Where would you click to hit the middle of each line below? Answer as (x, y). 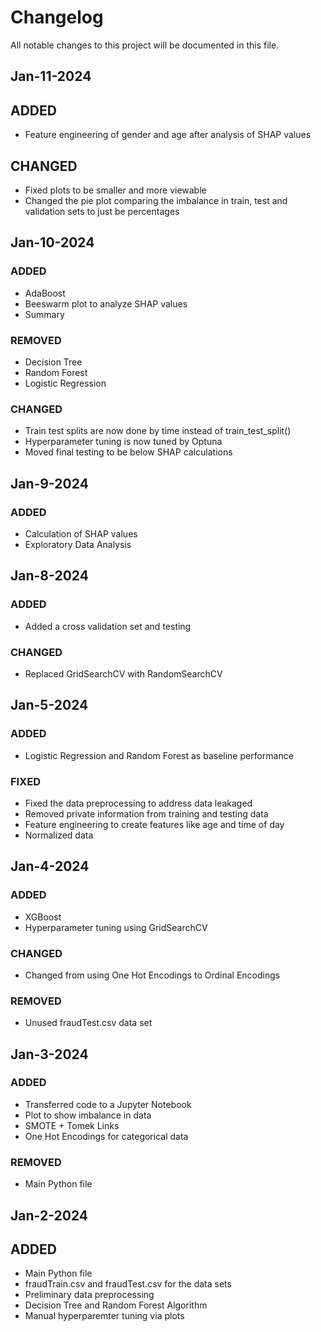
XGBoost (43, 917)
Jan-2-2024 (49, 1215)
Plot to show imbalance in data (88, 1115)
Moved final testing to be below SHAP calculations (128, 452)
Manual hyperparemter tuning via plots (104, 1316)
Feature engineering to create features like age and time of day (154, 824)
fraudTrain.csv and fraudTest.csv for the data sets (128, 1284)
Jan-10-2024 (52, 242)
